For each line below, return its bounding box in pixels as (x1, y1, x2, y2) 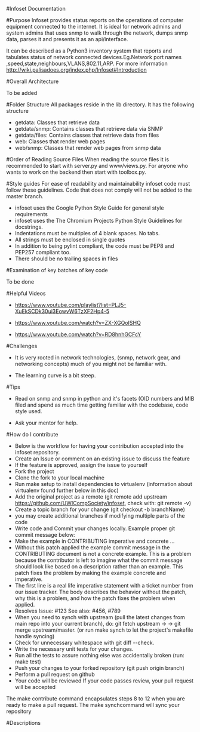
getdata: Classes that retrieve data (14, 119, 100, 126)
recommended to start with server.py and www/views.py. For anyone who (6, 162, 188, 169)
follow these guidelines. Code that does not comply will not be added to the (6, 186, 192, 193)
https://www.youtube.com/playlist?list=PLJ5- (14, 302, 127, 308)
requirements (14, 211, 48, 217)
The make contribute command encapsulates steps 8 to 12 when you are (6, 695, 185, 702)
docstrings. (14, 223, 43, 230)
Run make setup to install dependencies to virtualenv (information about (14, 481, 192, 487)
